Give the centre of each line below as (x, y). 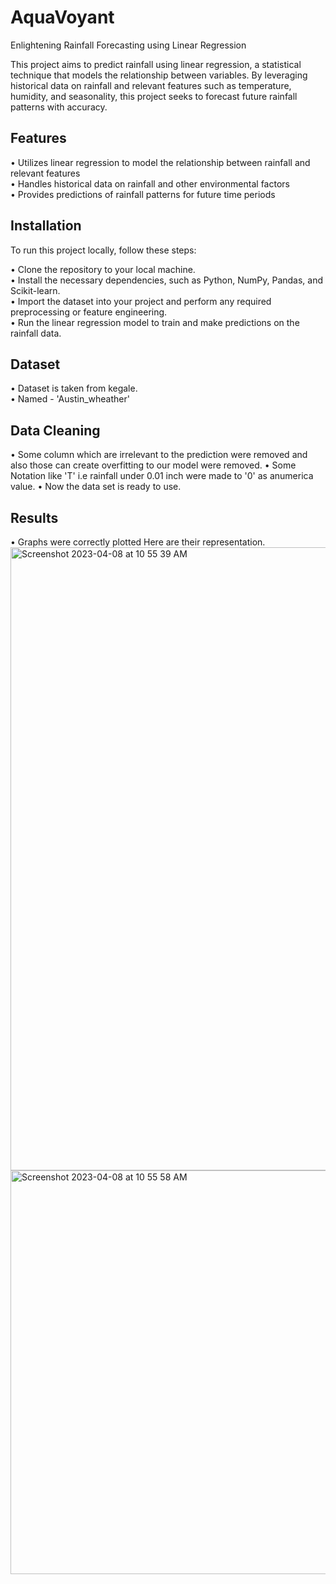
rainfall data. (36, 333)
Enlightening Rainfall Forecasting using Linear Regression (128, 45)
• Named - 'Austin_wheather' (70, 399)
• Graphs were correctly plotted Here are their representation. (138, 542)
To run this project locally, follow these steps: (103, 250)
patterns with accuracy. (59, 107)
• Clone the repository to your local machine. (103, 269)
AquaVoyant (62, 17)
